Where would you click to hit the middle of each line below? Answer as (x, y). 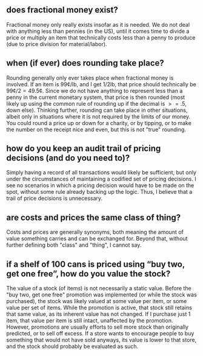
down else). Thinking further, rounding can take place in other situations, (97, 110)
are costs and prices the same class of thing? (94, 217)
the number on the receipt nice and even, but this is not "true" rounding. (96, 129)
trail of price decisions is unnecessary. (55, 198)
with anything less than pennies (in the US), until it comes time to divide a (98, 31)
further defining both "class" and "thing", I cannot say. (74, 245)
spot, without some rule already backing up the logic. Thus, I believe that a (99, 192)
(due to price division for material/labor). (57, 44)
